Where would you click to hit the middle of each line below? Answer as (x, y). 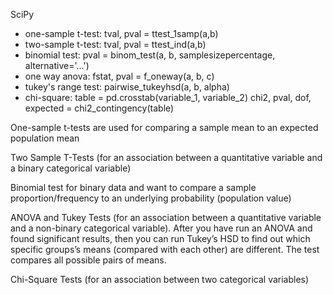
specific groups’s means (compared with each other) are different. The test (165, 249)
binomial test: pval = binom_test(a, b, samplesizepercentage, (150, 55)
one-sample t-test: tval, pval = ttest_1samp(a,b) (121, 33)
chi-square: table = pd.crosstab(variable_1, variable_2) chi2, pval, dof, (168, 97)
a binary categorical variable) (71, 168)
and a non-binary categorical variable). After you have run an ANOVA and (161, 228)
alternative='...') (57, 65)
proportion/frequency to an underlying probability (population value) (151, 198)
